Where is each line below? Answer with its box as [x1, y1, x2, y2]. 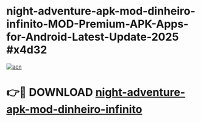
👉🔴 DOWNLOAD [6, 86, 93, 100]
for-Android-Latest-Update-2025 [6, 30, 179, 44]
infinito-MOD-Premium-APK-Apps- [6, 17, 189, 31]
